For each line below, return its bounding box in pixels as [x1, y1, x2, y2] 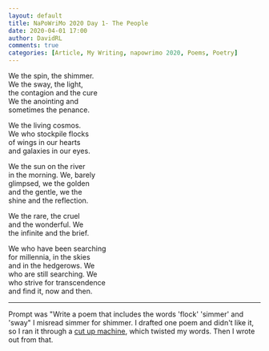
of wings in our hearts [8, 138, 81, 147]
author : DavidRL [8, 34, 62, 42]
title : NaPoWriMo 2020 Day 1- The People [8, 19, 149, 27]
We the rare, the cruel [8, 212, 80, 220]
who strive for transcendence [8, 278, 106, 287]
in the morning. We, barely [8, 170, 96, 180]
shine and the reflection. [8, 196, 89, 205]
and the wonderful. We [8, 220, 84, 229]
